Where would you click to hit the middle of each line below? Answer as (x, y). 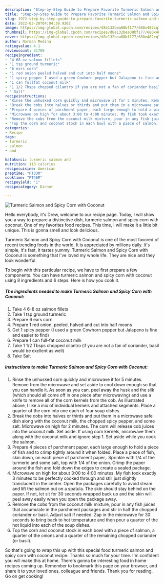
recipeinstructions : (26, 96)
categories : (17, 128)
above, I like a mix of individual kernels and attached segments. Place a (84, 405)
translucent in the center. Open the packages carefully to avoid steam (82, 483)
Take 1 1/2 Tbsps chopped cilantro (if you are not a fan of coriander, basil (85, 345)
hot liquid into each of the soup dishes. (51, 525)
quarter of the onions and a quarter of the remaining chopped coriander (84, 535)
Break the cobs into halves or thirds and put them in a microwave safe (82, 416)
